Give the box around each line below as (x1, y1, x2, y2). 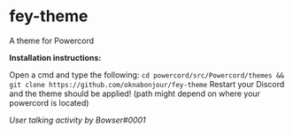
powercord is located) (9, 97, 89, 108)
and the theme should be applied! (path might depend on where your (9, 88, 261, 99)
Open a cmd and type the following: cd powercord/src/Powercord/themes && (9, 69, 285, 80)
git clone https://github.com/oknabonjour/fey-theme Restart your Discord (9, 78, 285, 89)
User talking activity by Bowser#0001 (9, 115, 146, 125)
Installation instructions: (9, 52, 102, 63)
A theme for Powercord (9, 35, 95, 46)
